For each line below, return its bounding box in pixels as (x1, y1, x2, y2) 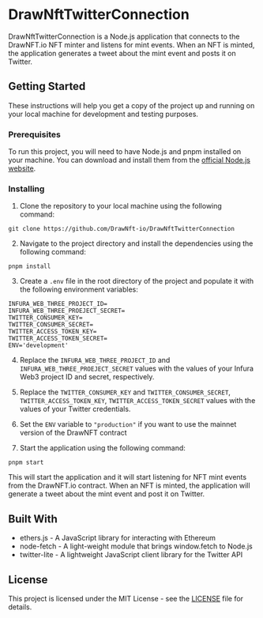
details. (8, 602, 32, 612)
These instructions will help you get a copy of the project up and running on (8, 100, 255, 110)
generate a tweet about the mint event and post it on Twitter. (8, 489, 205, 499)
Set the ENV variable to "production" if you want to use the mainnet (19, 420, 237, 429)
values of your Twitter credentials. (19, 405, 131, 414)
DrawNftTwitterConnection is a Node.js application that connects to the (8, 32, 240, 41)
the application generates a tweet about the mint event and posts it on (8, 48, 236, 58)
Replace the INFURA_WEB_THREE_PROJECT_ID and (19, 356, 171, 365)
